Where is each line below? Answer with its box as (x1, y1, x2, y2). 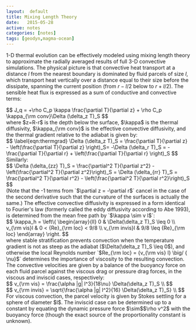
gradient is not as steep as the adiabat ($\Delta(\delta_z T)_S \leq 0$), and (6, 243, 185, 250)
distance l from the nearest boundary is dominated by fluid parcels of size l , (6, 71, 188, 77)
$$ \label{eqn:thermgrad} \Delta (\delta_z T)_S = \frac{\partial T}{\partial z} (6, 138, 188, 144)
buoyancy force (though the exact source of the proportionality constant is (6, 311, 186, 318)
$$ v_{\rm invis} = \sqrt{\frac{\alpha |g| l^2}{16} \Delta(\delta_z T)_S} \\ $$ (6, 287, 185, 293)
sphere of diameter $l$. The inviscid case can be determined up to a (6, 299, 171, 305)
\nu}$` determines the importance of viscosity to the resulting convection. (6, 255, 185, 262)
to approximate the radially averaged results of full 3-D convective (6, 58, 166, 65)
